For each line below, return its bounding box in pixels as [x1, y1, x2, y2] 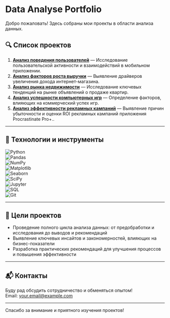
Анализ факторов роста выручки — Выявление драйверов [12, 73, 143, 79]
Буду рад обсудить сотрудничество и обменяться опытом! [5, 287, 133, 294]
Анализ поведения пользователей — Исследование [12, 57, 128, 63]
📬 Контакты [5, 271, 48, 280]
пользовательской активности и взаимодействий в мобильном [12, 62, 150, 68]
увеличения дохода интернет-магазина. [12, 78, 100, 84]
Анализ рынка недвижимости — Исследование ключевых [12, 83, 142, 89]
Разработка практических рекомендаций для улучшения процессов [12, 246, 161, 252]
